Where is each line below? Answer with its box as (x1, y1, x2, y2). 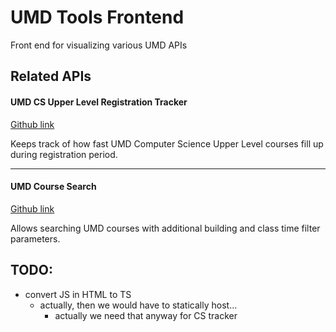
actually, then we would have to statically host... (39, 299, 238, 311)
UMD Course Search (10, 181, 97, 193)
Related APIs (10, 68, 92, 85)
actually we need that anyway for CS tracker (54, 309, 238, 321)
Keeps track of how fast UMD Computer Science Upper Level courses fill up (10, 137, 324, 150)
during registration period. (10, 148, 118, 160)
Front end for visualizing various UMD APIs (10, 39, 188, 51)
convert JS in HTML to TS (24, 288, 132, 300)
